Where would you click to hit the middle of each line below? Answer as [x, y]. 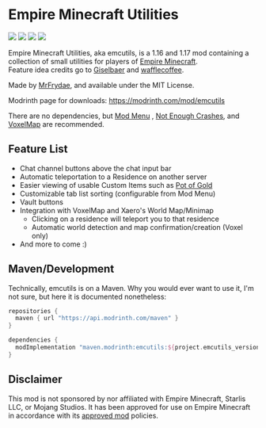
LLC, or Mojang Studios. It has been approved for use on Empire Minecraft [129, 407]
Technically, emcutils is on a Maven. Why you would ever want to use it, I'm [131, 288]
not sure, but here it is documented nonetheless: [87, 296]
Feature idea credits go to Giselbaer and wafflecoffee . [96, 70]
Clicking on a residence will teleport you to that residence [125, 219]
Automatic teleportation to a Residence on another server [113, 177]
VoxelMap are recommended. [56, 124]
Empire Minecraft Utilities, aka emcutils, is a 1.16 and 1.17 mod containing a [129, 52]
